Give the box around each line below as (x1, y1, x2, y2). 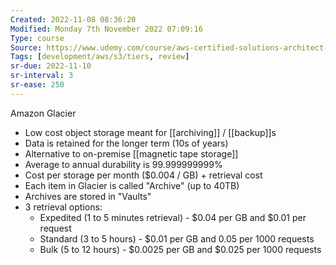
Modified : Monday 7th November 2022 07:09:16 (10, 24, 203, 34)
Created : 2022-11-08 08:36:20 (10, 14, 137, 25)
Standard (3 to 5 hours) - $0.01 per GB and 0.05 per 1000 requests (39, 232, 315, 245)
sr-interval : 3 (10, 71, 74, 81)
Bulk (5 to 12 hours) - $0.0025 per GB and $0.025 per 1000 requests (39, 243, 322, 255)
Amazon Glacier (10, 107, 77, 119)
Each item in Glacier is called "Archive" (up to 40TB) (24, 179, 240, 191)
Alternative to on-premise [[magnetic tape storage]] (24, 147, 239, 160)
